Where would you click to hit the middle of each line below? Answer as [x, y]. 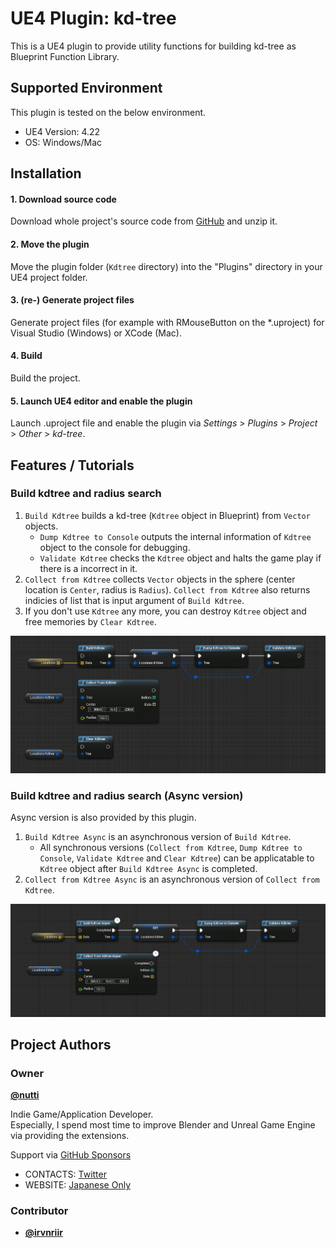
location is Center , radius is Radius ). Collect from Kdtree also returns [167, 589]
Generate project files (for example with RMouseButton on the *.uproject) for [167, 322]
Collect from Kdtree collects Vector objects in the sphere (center [160, 579]
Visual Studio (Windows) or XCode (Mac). [96, 333]
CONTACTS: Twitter [65, 1174]
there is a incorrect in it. [88, 568]
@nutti [25, 1095]
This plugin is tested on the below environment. [108, 112]
